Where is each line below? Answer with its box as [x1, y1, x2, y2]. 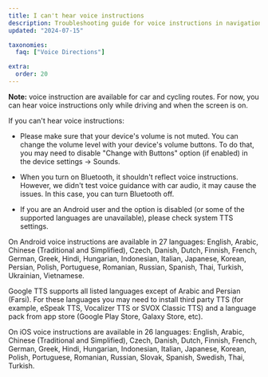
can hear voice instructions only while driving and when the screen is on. [8, 100, 249, 110]
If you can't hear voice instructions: [8, 116, 125, 125]
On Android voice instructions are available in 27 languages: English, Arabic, [8, 237, 259, 246]
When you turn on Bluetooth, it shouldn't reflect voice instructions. [19, 172, 239, 182]
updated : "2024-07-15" [8, 26, 84, 34]
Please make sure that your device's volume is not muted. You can [19, 131, 239, 140]
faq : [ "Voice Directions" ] [15, 49, 105, 57]
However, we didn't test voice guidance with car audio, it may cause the [19, 180, 257, 190]
